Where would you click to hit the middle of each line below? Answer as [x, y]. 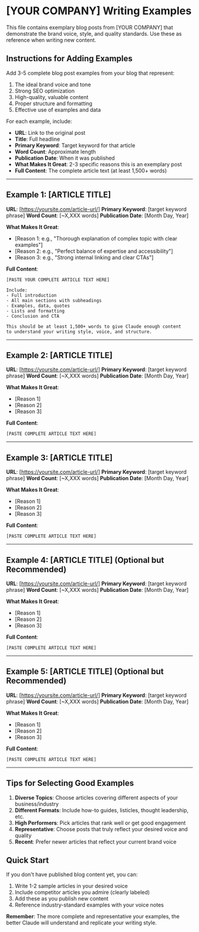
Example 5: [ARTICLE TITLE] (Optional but [85, 672]
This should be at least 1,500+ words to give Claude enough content [94, 326]
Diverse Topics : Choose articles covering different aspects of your [96, 797]
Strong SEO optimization [45, 91]
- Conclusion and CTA [33, 316]
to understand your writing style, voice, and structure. [79, 332]
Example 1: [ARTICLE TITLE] [59, 195]
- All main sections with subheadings [54, 300]
